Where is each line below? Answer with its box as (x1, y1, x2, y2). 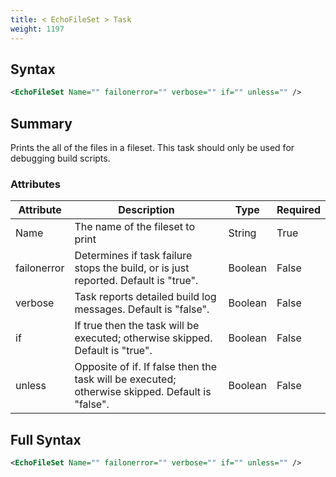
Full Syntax (10, 431, 82, 448)
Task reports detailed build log (74, 290, 217, 304)
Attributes (10, 177, 61, 191)
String (228, 226, 257, 240)
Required (276, 203, 321, 217)
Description (118, 203, 175, 217)
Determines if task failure (74, 249, 193, 263)
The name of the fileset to (74, 220, 196, 234)
